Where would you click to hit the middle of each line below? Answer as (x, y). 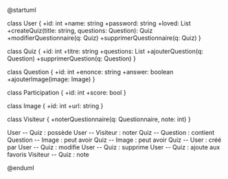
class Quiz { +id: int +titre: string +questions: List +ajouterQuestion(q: (105, 51)
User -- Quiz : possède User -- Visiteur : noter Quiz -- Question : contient (111, 133)
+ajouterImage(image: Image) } (51, 79)
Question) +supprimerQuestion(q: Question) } (71, 59)
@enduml (21, 168)
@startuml (22, 10)
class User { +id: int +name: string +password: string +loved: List (99, 23)
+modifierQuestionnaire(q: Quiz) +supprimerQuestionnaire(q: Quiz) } (104, 38)
